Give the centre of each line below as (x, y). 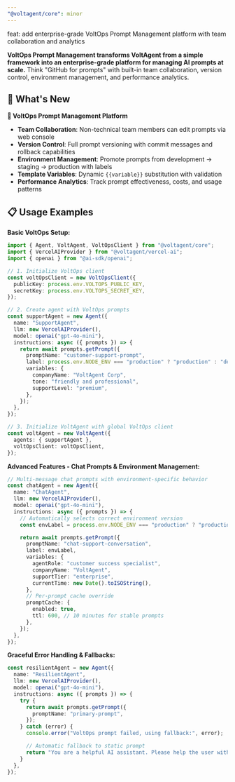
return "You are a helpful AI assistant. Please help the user (120, 752)
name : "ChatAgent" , (42, 492)
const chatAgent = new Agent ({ (53, 486)
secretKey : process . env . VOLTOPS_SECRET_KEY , (79, 291)
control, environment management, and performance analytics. (98, 77)
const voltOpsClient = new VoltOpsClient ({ (72, 278)
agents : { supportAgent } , (53, 440)
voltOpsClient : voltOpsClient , (59, 446)
